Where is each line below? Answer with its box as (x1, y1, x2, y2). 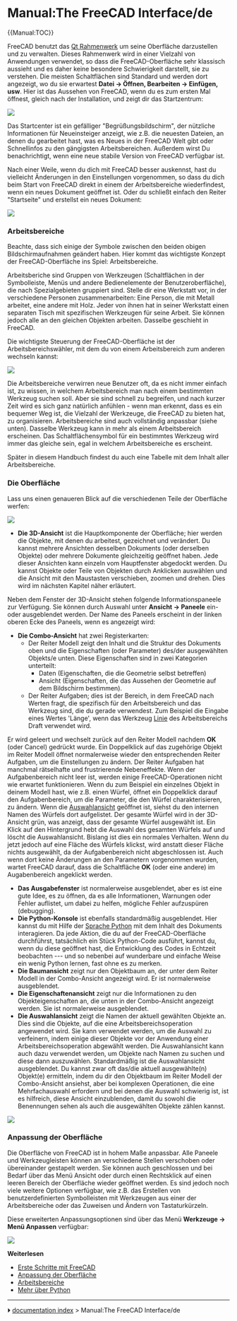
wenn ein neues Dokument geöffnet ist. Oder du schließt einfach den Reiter (7, 187, 226, 196)
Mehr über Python (17, 1285, 71, 1294)
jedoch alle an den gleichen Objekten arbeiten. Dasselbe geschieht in (7, 316, 209, 324)
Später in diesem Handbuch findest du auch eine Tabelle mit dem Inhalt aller (7, 453, 229, 462)
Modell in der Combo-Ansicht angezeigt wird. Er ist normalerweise (17, 974, 211, 982)
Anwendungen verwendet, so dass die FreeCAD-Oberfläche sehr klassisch (7, 57, 226, 65)
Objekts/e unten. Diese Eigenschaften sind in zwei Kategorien (28, 654, 208, 662)
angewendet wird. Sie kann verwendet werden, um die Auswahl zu (17, 1026, 212, 1035)
